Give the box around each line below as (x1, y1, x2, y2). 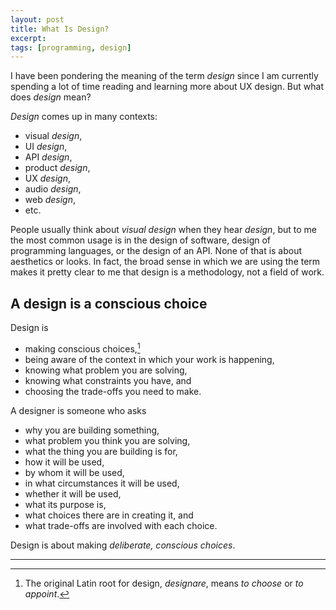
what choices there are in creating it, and (24, 509, 194, 521)
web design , (24, 194, 77, 206)
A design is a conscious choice (10, 295, 208, 312)
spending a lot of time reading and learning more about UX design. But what (10, 81, 324, 93)
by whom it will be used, (24, 466, 125, 478)
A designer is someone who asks (10, 404, 147, 416)
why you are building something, (24, 424, 160, 436)
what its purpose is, (24, 498, 107, 510)
